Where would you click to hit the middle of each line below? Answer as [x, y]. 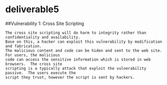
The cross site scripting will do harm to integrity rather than [76, 33]
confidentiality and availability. [43, 37]
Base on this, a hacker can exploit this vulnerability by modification [84, 42]
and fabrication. [24, 46]
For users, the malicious [32, 55]
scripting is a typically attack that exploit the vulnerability [76, 68]
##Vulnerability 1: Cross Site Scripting [45, 23]
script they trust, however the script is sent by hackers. [70, 77]
